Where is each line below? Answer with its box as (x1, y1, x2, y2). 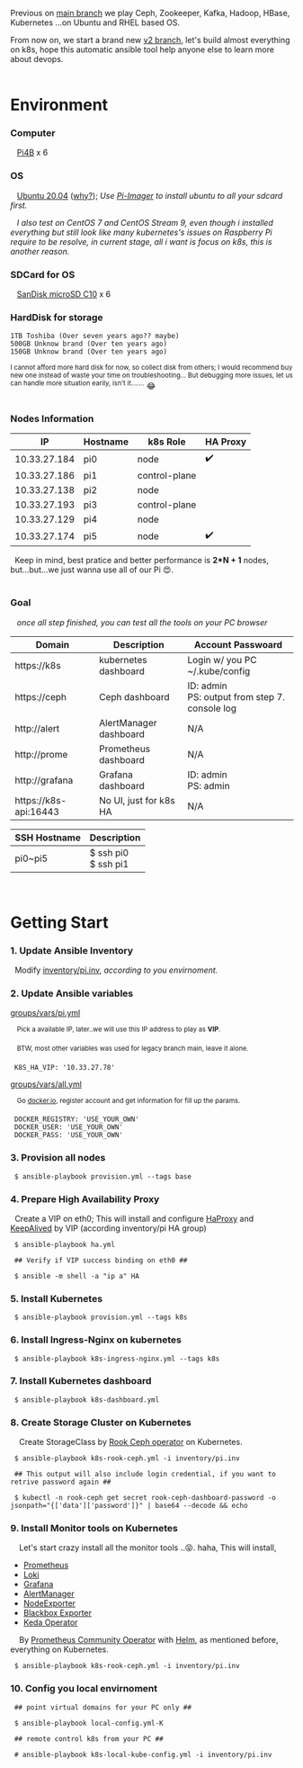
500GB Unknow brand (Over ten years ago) (10, 339, 168, 349)
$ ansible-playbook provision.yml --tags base (13, 1171, 192, 1181)
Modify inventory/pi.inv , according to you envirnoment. (13, 965, 218, 975)
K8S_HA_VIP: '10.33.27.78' (13, 1063, 116, 1072)
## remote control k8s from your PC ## (13, 1734, 165, 1744)
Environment (10, 94, 109, 115)
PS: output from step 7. (187, 690, 286, 703)
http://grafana (14, 774, 74, 786)
